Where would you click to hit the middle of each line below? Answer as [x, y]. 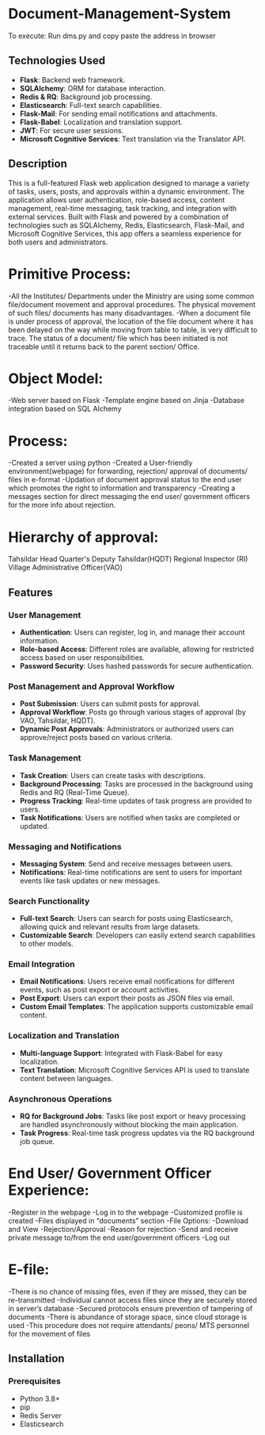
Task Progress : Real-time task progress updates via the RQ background [137, 1133]
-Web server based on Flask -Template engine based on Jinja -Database [127, 401]
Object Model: [56, 378]
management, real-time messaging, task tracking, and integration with [123, 208]
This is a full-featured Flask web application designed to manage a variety [129, 182]
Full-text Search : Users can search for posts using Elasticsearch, [126, 919]
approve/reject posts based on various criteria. [96, 738]
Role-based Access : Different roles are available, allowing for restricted [137, 649]
